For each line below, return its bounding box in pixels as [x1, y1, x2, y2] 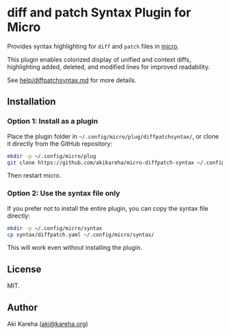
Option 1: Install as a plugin [7, 117, 98, 126]
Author [7, 301, 38, 313]
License [7, 263, 42, 275]
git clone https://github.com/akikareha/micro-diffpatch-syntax [7, 159, 194, 166]
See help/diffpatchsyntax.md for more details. [7, 76, 137, 84]
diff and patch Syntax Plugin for [7, 5, 192, 21]
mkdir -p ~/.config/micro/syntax [7, 224, 103, 231]
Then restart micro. [7, 172, 62, 180]
